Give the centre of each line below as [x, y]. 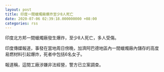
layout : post [18, 10]
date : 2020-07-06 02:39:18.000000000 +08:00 [51, 19]
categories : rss [21, 23]
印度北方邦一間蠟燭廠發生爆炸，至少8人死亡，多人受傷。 [62, 38]
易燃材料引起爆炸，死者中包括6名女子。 [45, 54]
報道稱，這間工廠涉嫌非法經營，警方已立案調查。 [54, 65]
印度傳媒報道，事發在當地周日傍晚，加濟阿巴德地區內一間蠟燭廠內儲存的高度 [82, 48]
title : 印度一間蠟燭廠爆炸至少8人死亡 [39, 14]
